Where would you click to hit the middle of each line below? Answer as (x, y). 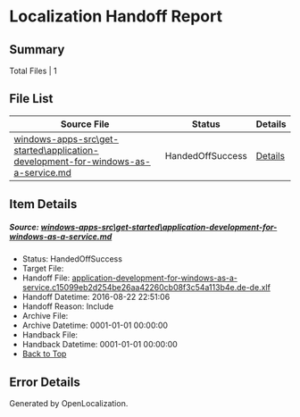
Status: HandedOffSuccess (72, 259)
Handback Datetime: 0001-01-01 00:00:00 (100, 345)
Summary (37, 50)
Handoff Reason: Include (68, 306)
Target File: (43, 269)
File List (31, 99)
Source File (85, 124)
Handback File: (50, 335)
